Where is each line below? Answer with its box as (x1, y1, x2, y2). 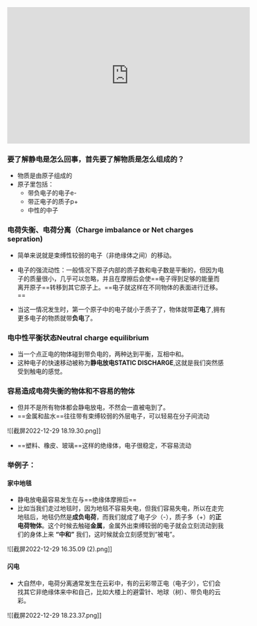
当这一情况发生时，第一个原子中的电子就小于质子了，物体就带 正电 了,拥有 (17, 305, 226, 313)
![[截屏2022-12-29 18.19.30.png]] (7, 426, 101, 435)
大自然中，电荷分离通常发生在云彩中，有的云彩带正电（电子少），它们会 (17, 579, 221, 587)
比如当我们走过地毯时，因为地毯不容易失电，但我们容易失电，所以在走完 (17, 504, 224, 512)
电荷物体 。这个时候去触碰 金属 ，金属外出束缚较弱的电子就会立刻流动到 (17, 521, 218, 530)
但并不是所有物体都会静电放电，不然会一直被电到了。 (17, 403, 170, 412)
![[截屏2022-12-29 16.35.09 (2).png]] (7, 545, 113, 553)
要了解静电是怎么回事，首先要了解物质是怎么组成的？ (7, 154, 185, 164)
